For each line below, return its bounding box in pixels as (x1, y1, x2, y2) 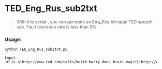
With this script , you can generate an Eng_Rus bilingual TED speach (16, 19, 153, 25)
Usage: (4, 36, 22, 42)
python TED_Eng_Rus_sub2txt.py (4, 47, 68, 52)
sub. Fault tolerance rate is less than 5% (16, 24, 97, 29)
